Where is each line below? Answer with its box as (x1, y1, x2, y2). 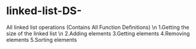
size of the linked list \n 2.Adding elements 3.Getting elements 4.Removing (6, 30, 190, 37)
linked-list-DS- (6, 4, 82, 18)
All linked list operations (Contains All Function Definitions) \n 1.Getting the (6, 24, 190, 31)
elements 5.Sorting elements (6, 36, 77, 43)
